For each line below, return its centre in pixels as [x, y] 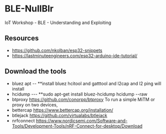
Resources [22, 38]
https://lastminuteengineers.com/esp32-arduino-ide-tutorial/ [75, 55]
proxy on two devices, [35, 104]
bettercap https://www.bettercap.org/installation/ [62, 110]
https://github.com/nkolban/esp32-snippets [57, 50]
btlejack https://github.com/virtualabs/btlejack [59, 115]
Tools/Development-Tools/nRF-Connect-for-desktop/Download [77, 126]
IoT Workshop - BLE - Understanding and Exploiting [58, 22]
